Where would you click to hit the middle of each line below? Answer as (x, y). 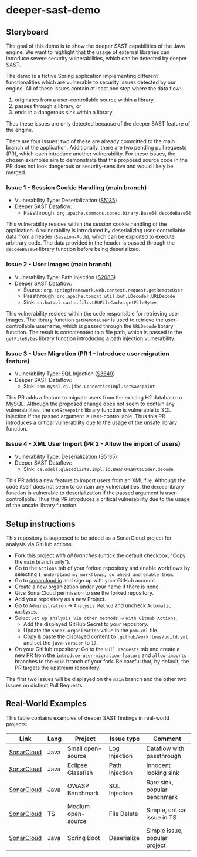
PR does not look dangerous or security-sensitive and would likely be (90, 166)
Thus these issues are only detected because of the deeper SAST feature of (98, 123)
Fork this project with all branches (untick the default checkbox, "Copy (100, 555)
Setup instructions (41, 524)
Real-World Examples (46, 704)
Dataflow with (165, 748)
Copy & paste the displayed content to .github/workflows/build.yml (106, 636)
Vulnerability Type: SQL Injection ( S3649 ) (65, 374)
